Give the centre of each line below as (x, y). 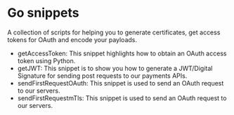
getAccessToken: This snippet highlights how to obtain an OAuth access (122, 53)
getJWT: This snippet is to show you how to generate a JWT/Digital (115, 68)
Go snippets (43, 13)
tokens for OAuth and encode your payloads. (72, 39)
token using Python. (46, 60)
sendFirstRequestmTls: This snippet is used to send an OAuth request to (122, 98)
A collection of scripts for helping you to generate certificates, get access (114, 32)
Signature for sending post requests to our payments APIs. (102, 76)
